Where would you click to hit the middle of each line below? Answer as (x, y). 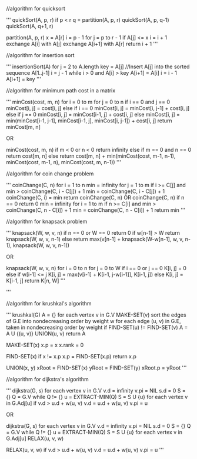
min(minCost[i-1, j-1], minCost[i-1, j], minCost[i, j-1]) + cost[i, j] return (89, 121)
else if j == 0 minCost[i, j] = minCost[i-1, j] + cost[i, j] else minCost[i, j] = (93, 114)
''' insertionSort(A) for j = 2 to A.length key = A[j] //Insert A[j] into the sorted (98, 66)
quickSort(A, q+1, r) (30, 26)
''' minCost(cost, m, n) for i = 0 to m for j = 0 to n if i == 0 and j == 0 (88, 102)
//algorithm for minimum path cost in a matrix (61, 90)
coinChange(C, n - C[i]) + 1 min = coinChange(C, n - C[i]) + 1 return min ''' (96, 210)
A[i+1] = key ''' (24, 79)
